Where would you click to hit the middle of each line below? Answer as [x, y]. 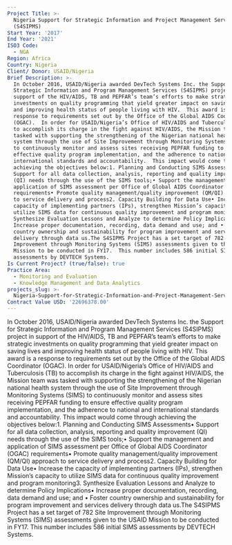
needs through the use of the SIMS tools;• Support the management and [110, 439]
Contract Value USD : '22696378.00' [58, 302]
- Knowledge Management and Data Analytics [77, 283]
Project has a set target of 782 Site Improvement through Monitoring [104, 512]
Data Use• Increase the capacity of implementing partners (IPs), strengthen [115, 468]
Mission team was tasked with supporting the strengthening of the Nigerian [114, 380]
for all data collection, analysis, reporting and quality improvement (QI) [107, 432]
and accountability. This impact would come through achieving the [102, 417]
